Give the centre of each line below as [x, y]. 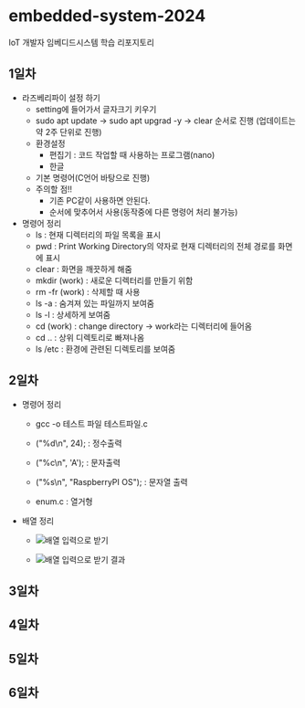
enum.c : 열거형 [64, 501]
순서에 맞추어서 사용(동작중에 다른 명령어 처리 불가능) [143, 212]
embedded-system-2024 [107, 16]
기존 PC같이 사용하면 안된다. [100, 200]
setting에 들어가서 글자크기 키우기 [96, 109]
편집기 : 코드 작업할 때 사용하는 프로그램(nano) [132, 154]
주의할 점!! [54, 189]
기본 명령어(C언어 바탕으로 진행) [93, 177]
